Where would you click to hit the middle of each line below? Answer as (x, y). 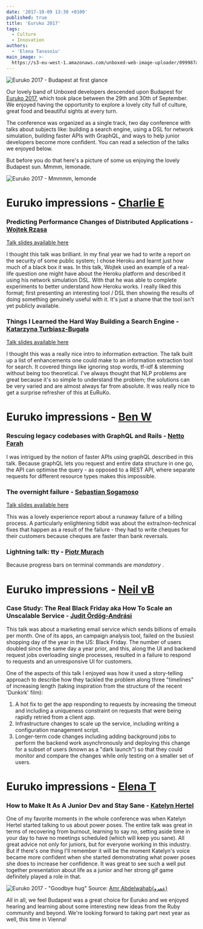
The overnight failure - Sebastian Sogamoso (72, 491)
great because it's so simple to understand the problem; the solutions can (98, 380)
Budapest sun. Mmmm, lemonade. (49, 167)
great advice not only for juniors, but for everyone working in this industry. (99, 844)
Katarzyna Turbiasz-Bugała (48, 329)
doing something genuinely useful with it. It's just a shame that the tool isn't (100, 299)
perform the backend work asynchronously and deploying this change (102, 742)
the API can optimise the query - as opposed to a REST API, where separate (101, 470)
